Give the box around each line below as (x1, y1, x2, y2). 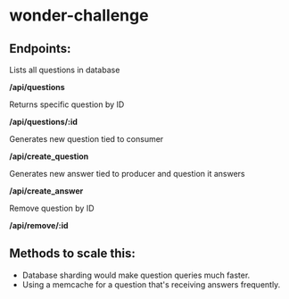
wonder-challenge (9, 5, 149, 26)
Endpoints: (9, 41, 71, 56)
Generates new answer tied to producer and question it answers (9, 169, 245, 179)
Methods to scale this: (9, 246, 136, 262)
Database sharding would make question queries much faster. (21, 270, 251, 280)
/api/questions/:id (9, 117, 78, 127)
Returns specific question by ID (9, 99, 125, 110)
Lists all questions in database (9, 64, 120, 75)
